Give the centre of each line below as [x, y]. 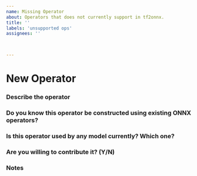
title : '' [18, 22]
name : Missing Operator [35, 12]
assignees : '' [24, 34]
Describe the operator [38, 97]
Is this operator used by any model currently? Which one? [90, 136]
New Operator [41, 79]
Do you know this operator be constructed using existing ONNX [99, 113]
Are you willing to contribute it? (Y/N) [61, 152]
